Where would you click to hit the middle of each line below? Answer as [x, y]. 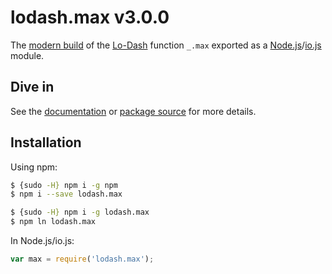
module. [27, 55]
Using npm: [34, 167]
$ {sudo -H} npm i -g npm [64, 185]
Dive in [32, 87]
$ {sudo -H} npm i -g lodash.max [80, 212]
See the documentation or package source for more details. [133, 111]
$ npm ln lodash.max [53, 222]
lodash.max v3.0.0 [90, 17]
